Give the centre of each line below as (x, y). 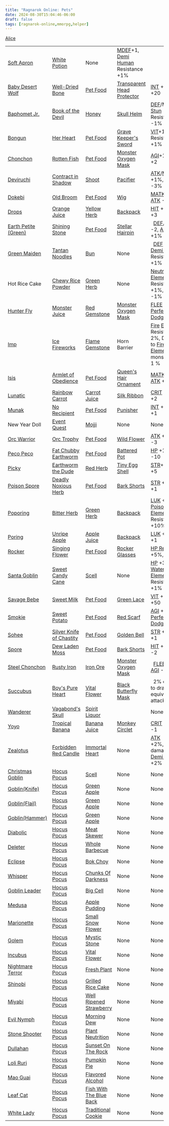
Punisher (128, 410)
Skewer (94, 836)
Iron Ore (95, 667)
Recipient (63, 413)
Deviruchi (19, 180)
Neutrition (97, 1037)
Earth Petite (21, 226)
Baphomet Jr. (24, 114)
